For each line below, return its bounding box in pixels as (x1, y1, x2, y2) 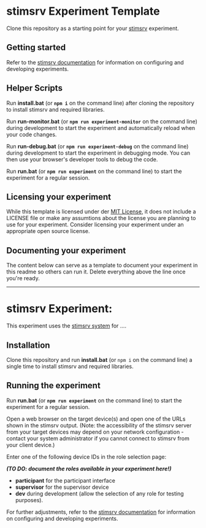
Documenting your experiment (6, 245, 126, 256)
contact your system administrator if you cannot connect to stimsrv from (6, 434, 190, 442)
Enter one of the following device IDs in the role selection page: (6, 453, 167, 461)
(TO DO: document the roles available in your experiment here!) (6, 465, 172, 472)
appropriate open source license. (6, 228, 90, 235)
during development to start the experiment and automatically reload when (6, 124, 196, 131)
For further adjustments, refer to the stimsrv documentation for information (6, 508, 196, 516)
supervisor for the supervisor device (15, 483, 109, 491)
